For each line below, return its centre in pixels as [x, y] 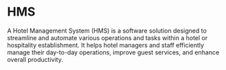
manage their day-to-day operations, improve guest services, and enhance [113, 52]
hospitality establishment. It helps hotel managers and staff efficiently [106, 45]
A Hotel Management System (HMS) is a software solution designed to [107, 31]
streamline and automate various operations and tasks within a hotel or [108, 37]
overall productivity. [35, 59]
